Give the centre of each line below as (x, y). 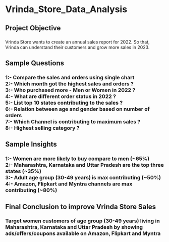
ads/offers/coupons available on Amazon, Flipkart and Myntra (83, 233)
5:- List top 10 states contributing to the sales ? (64, 103)
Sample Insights (31, 144)
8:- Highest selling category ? (42, 128)
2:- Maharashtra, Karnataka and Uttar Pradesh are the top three (84, 165)
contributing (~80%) (31, 190)
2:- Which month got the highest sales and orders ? (69, 83)
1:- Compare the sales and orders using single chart (70, 77)
